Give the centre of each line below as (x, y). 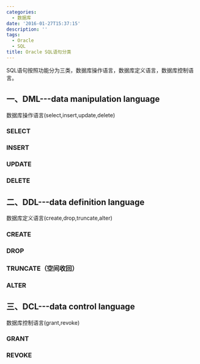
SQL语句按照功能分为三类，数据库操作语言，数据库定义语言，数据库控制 (97, 70)
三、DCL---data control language (71, 307)
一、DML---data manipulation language (83, 99)
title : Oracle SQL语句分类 (39, 52)
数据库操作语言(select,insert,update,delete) (61, 115)
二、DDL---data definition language (76, 202)
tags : (13, 35)
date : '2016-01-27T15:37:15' (43, 23)
